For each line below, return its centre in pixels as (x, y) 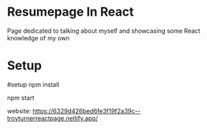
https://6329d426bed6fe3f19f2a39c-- (87, 111)
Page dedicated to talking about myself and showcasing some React (104, 31)
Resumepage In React (71, 12)
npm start (21, 98)
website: (19, 111)
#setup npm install (33, 84)
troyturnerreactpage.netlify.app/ (52, 118)
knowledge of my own (38, 38)
